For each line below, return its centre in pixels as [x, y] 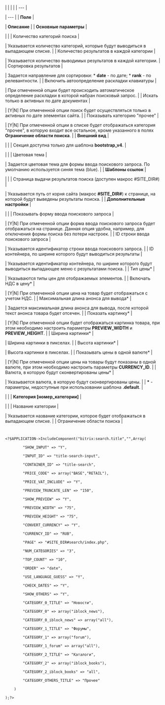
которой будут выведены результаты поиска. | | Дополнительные [75, 199]
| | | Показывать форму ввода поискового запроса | [60, 214]
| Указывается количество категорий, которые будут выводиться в [76, 46]
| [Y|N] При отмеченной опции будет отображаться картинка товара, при [82, 323]
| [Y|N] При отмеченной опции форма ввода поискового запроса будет [80, 223]
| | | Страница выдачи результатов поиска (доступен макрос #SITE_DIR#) [82, 179]
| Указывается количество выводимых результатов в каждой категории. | [83, 61]
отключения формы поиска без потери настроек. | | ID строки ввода [77, 234]
